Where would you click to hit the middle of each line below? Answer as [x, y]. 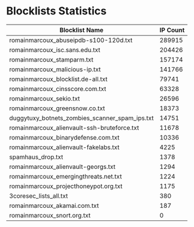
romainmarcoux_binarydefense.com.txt [64, 137]
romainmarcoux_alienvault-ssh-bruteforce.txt [74, 128]
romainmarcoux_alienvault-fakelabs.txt [64, 147]
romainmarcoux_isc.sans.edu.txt [55, 50]
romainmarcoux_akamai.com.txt [54, 205]
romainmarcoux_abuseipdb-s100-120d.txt [71, 40]
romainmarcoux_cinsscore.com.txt [58, 89]
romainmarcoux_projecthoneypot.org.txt [66, 186]
